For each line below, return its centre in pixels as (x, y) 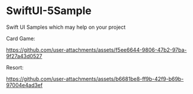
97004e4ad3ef (24, 85)
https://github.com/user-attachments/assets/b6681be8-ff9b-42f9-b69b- (95, 79)
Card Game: (21, 38)
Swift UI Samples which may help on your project (66, 27)
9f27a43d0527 (24, 56)
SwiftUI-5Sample (49, 11)
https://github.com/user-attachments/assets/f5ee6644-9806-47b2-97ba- (97, 50)
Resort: (15, 67)
